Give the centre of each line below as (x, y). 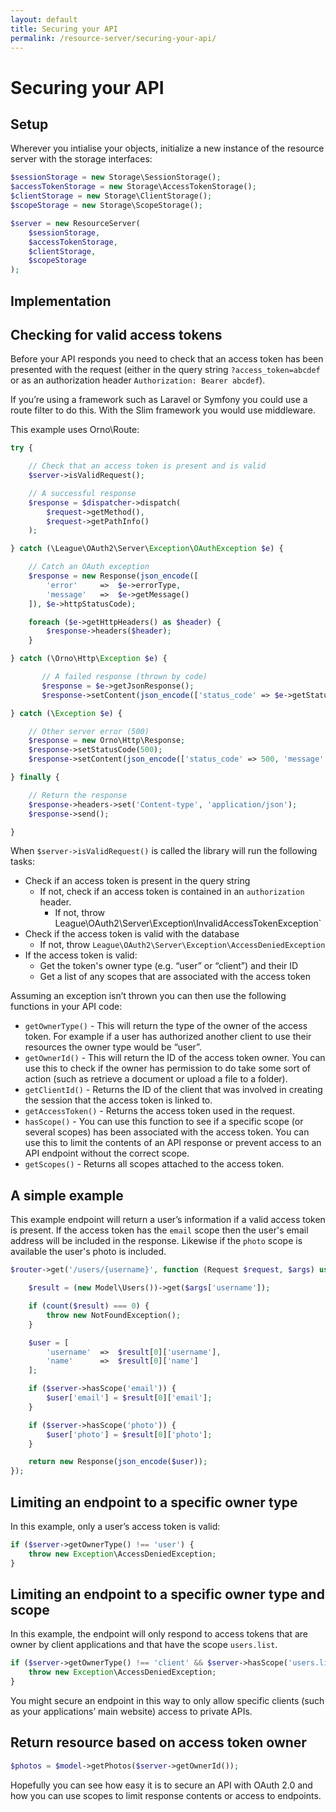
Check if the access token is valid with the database (132, 934)
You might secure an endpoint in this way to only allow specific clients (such (167, 1701)
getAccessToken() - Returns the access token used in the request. (159, 1111)
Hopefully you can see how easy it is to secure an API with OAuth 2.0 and (161, 1785)
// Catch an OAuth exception (89, 567)
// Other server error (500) (89, 731)
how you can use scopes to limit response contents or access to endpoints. (166, 1795)
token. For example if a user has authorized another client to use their (168, 1037)
